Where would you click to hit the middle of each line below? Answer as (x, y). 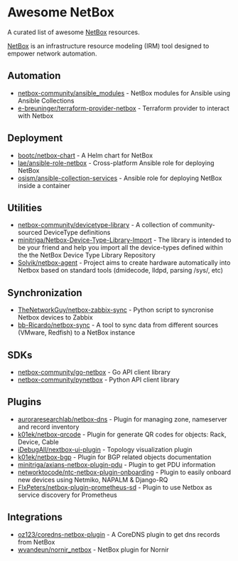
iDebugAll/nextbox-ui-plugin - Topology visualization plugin (105, 449)
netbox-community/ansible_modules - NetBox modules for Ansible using (124, 93)
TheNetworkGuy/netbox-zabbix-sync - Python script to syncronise (116, 310)
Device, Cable (38, 441)
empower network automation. (52, 53)
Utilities (25, 208)
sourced (30, 233)
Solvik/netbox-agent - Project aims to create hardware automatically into (124, 263)
